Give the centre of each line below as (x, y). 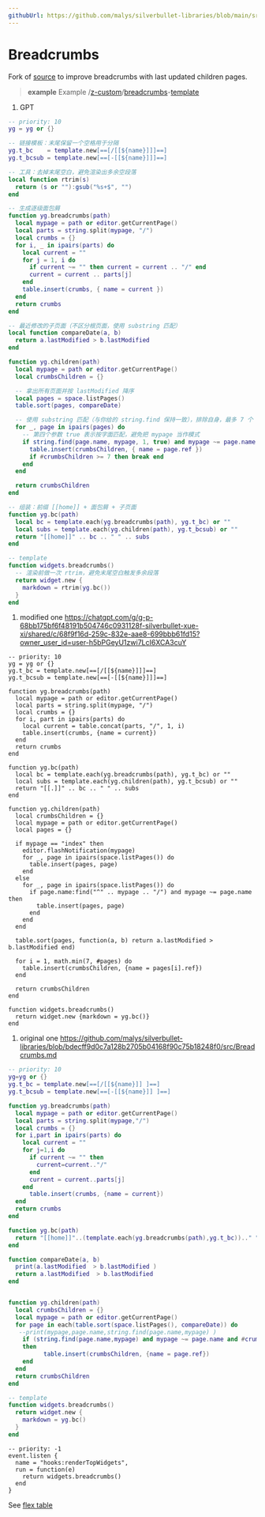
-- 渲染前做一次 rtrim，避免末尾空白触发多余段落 (87, 573)
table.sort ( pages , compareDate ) (69, 406)
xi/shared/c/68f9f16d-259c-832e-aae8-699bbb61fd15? (110, 634)
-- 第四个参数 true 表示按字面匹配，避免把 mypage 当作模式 (111, 435)
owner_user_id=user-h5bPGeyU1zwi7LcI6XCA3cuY (103, 643)
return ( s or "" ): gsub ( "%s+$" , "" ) (74, 187)
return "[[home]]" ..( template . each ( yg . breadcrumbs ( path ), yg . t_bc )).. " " (137, 1238)
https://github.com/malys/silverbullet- (122, 1038)
